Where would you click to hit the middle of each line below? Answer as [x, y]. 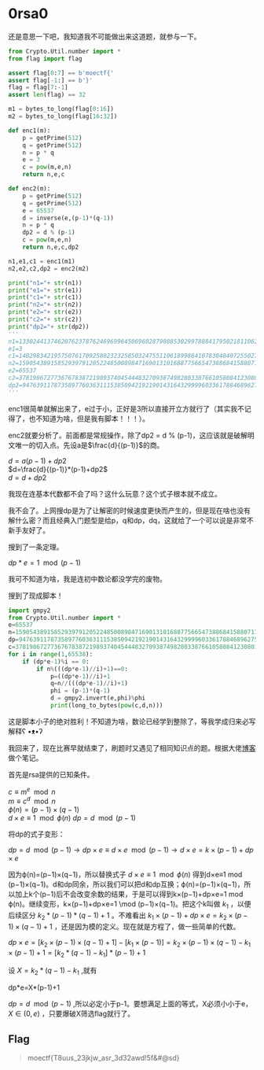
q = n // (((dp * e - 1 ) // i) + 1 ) [89, 684]
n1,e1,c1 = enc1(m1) [42, 261]
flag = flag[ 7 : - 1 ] [38, 87]
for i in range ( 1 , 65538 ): [50, 654]
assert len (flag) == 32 [47, 95]
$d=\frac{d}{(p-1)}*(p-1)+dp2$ [58, 469]
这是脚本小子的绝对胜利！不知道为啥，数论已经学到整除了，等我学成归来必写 [132, 721]
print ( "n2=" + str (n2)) [45, 305]
